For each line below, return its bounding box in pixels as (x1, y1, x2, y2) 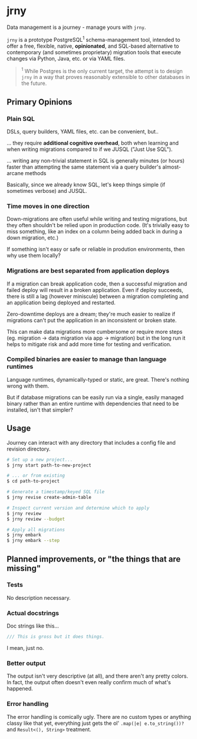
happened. (6, 685, 33, 692)
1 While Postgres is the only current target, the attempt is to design (21, 66, 183, 74)
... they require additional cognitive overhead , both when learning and (6, 139, 179, 146)
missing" (6, 563, 41, 573)
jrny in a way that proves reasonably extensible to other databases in (21, 74, 191, 81)
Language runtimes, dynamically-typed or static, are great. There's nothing (6, 376, 189, 383)
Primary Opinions (6, 97, 73, 107)
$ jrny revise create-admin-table (6, 494, 92, 501)
